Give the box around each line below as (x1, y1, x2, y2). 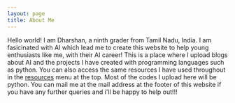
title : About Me (7, 17, 55, 24)
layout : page (7, 10, 45, 17)
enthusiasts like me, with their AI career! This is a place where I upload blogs (7, 50, 228, 59)
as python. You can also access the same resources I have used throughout (7, 65, 226, 74)
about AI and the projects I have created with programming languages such (7, 58, 225, 66)
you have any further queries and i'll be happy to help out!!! (7, 88, 178, 96)
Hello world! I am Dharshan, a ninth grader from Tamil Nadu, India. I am (7, 35, 212, 44)
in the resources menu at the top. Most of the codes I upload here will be (7, 72, 217, 81)
